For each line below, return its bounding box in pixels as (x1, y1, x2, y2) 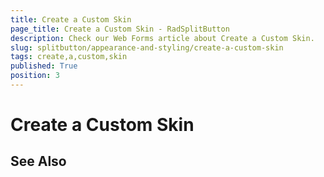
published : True (10, 61, 78, 71)
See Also (10, 153, 67, 170)
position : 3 (10, 71, 60, 81)
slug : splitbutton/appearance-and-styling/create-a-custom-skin (10, 42, 284, 53)
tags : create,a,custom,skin (10, 52, 128, 62)
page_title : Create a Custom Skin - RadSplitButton (10, 24, 230, 34)
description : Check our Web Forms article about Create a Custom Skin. (10, 33, 315, 43)
